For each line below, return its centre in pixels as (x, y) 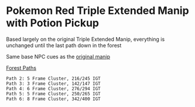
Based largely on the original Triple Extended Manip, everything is (85, 39)
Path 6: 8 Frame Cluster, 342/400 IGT (53, 99)
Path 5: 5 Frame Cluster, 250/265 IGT (53, 94)
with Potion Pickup (53, 23)
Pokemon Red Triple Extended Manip (97, 11)
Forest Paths (21, 67)
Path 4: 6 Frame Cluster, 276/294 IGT (53, 88)
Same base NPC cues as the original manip (58, 56)
